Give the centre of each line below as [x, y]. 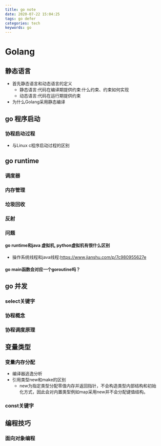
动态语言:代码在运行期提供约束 [50, 96]
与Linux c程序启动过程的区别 [41, 145]
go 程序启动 [23, 119]
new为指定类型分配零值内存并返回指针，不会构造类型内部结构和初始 [88, 386]
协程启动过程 [20, 134]
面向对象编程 [20, 438]
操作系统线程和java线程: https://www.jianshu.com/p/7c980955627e [79, 257]
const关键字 [20, 406]
